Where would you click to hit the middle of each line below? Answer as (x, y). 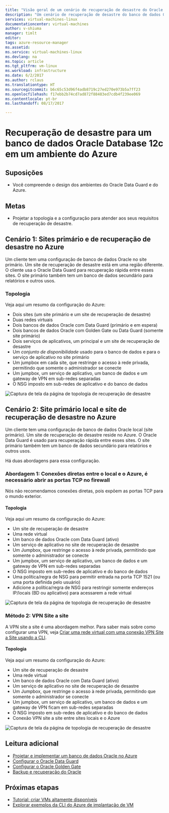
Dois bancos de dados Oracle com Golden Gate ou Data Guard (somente (88, 331)
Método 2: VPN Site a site (37, 616)
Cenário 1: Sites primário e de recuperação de (78, 239)
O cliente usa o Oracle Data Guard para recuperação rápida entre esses (79, 270)
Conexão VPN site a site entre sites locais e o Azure (66, 718)
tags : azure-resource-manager (37, 43)
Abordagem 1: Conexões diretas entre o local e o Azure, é (76, 474)
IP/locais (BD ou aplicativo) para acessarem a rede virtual (72, 593)
